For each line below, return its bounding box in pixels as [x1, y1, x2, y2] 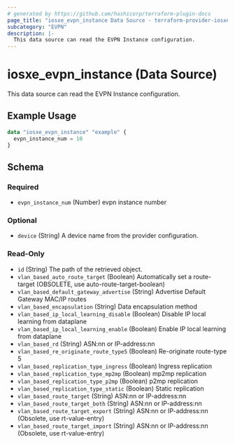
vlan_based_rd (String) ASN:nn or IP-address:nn [17, 339, 155, 348]
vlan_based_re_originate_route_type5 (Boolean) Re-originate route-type [17, 347, 227, 355]
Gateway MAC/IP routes [17, 295, 87, 303]
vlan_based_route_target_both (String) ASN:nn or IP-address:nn [17, 399, 202, 408]
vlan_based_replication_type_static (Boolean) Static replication [17, 384, 204, 393]
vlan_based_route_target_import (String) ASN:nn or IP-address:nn [17, 422, 208, 430]
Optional [7, 215, 37, 225]
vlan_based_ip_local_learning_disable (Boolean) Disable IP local [17, 309, 206, 318]
